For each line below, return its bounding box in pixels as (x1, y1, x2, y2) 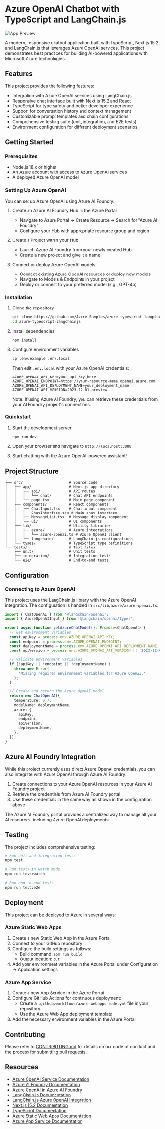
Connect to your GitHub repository (12, 940, 82, 946)
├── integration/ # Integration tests (14, 553, 111, 558)
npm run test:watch (5, 871, 45, 877)
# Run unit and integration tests (5, 854, 76, 858)
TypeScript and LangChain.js (5, 14, 126, 25)
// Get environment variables (9, 630, 71, 635)
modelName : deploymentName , (14, 703, 71, 708)
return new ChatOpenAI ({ (9, 693, 60, 698)
